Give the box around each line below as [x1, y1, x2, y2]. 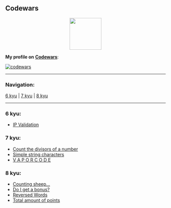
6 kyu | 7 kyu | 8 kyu [5, 93, 48, 99]
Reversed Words [12, 192, 48, 198]
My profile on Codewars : [5, 53, 59, 60]
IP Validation [12, 122, 39, 128]
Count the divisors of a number [12, 146, 78, 152]
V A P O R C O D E [12, 157, 51, 163]
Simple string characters [12, 151, 65, 157]
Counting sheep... [12, 181, 50, 187]
